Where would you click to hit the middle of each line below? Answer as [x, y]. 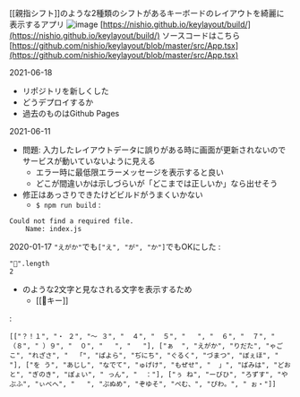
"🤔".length [30, 263]
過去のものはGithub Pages [71, 113]
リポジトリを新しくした [65, 91]
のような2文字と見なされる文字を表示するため [107, 289]
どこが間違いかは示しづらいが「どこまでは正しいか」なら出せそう [157, 183]
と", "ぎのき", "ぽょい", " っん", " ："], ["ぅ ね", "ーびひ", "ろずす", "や [149, 375]
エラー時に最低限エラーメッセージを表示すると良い [129, 172]
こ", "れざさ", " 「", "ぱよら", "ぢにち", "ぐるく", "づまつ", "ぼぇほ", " [144, 356]
